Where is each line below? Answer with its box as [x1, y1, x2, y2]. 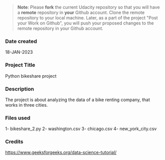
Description [5, 85, 34, 92]
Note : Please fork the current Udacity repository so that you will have [17, 4, 160, 10]
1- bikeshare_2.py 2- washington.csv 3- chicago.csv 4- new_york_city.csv [5, 126, 157, 132]
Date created [5, 37, 37, 44]
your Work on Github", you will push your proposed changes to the [17, 20, 154, 26]
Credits [5, 138, 23, 145]
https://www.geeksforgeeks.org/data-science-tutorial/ [5, 150, 117, 156]
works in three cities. [5, 102, 48, 108]
